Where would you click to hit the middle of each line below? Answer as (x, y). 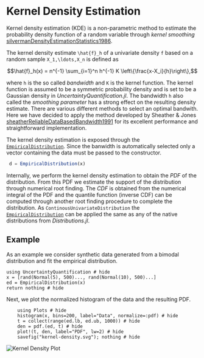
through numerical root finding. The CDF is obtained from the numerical (96, 188)
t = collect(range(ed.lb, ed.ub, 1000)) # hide (79, 321)
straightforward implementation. (47, 128)
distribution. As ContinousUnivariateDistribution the (73, 207)
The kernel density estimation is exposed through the (73, 139)
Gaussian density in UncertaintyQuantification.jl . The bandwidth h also (95, 95)
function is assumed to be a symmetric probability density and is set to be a (101, 89)
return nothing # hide (35, 288)
